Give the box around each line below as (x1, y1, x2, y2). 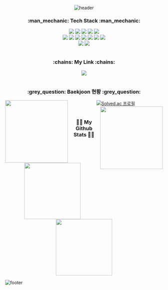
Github (75, 125, 92, 132)
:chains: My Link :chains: (52, 59, 115, 66)
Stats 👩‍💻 (73, 131, 95, 138)
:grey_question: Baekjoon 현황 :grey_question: (27, 88, 141, 95)
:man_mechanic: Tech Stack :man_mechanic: (27, 17, 141, 24)
